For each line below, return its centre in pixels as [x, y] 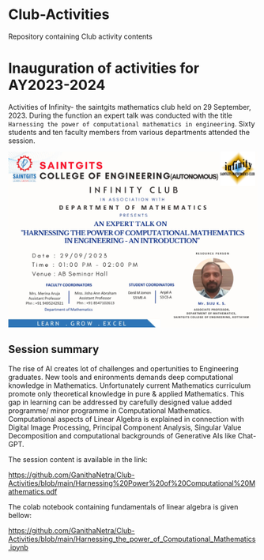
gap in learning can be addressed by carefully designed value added [120, 402]
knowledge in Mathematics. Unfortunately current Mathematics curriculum [130, 385]
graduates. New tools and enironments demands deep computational [121, 377]
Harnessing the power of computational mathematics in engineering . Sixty [132, 123]
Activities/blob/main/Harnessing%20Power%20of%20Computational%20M [132, 483]
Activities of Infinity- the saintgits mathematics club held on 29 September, [130, 107]
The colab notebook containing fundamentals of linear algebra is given [123, 506]
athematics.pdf [33, 491]
